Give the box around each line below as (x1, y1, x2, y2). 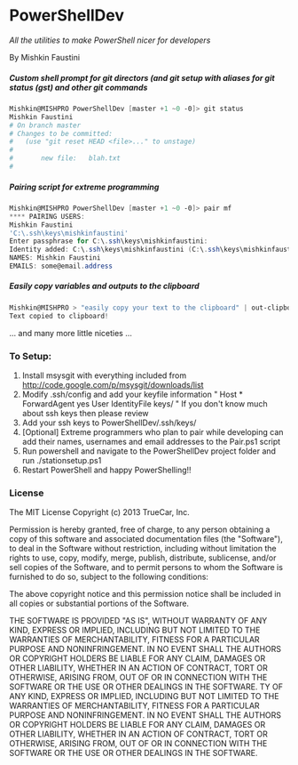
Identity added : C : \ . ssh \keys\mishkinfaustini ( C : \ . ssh (9, 246, 220, 254)
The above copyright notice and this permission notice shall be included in (9, 589, 281, 600)
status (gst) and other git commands (9, 82, 148, 93)
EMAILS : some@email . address (9, 262, 114, 270)
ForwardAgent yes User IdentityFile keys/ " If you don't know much (21, 398, 268, 409)
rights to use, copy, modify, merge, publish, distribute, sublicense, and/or (9, 552, 277, 563)
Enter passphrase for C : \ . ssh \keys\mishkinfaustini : (9, 237, 208, 246)
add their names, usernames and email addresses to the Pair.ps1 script (21, 436, 281, 447)
